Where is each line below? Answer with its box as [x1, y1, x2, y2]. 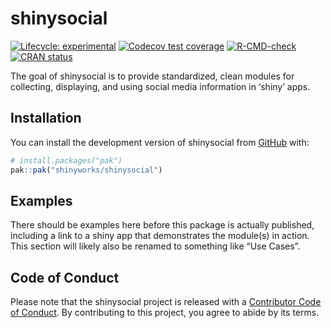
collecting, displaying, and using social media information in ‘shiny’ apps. [10, 80, 311, 92]
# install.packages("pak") [10, 155, 123, 166]
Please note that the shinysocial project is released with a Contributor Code [10, 296, 322, 308]
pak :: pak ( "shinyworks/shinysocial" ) [10, 165, 163, 175]
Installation [10, 110, 82, 127]
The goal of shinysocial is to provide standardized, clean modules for [10, 70, 295, 82]
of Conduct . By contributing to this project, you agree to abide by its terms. [10, 307, 320, 319]
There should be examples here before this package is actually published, [10, 219, 315, 231]
